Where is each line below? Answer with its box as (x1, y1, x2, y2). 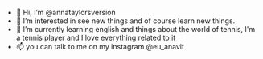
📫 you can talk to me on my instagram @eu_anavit (15, 42, 185, 51)
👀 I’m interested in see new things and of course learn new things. (15, 16, 236, 26)
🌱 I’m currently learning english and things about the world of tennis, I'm (15, 25, 256, 33)
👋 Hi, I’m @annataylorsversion (15, 8, 116, 17)
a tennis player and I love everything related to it (15, 33, 176, 42)
